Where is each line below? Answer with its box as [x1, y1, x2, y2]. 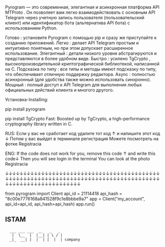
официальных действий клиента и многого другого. [5, 87, 114, 93]
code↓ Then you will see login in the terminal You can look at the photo [5, 156, 150, 162]
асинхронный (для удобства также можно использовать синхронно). [5, 76, 151, 82]
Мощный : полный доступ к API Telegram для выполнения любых [5, 82, 142, 88]
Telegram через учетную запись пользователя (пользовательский [5, 15, 144, 20]
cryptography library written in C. [5, 121, 73, 127]
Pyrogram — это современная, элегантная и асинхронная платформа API [5, 4, 160, 10]
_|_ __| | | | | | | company [9, 237, 80, 242]
